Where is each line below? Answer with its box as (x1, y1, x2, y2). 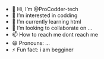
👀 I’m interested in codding (11, 12, 78, 19)
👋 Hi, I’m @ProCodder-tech (11, 6, 78, 12)
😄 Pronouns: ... (11, 40, 51, 47)
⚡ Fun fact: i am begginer (11, 46, 74, 53)
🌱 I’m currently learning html (11, 18, 81, 25)
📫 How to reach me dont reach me (11, 31, 98, 38)
